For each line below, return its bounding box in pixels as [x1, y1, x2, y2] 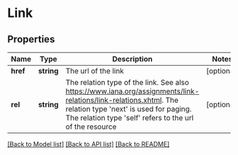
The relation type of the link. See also [65, 78, 190, 87]
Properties [7, 33, 55, 45]
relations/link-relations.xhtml [65, 96, 162, 105]
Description [112, 54, 153, 64]
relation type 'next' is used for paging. [65, 104, 192, 114]
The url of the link [65, 66, 124, 76]
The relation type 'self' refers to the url [65, 113, 194, 122]
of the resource [65, 122, 117, 132]
